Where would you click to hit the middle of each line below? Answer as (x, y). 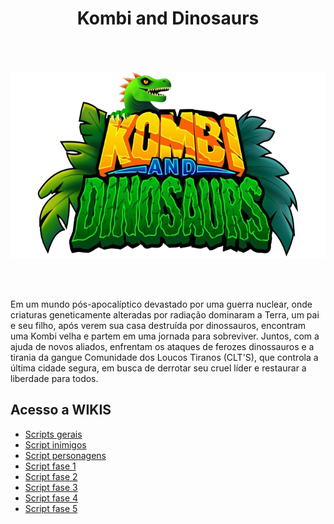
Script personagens (65, 455)
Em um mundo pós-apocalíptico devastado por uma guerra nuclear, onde (161, 304)
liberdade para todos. (54, 378)
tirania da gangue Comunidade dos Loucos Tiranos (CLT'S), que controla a (164, 357)
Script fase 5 (51, 508)
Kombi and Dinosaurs (168, 18)
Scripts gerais (53, 434)
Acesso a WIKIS (61, 410)
